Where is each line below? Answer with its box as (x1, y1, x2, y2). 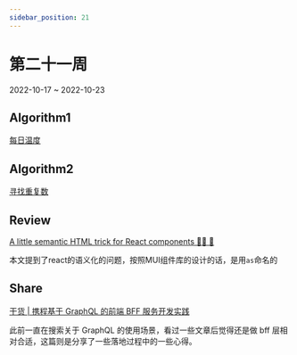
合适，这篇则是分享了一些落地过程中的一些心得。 (16, 335, 197, 346)
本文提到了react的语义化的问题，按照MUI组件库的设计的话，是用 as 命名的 (9, 255, 278, 265)
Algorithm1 (9, 110, 71, 125)
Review (9, 212, 52, 227)
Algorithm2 (9, 161, 74, 177)
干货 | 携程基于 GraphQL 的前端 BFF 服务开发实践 (9, 305, 190, 317)
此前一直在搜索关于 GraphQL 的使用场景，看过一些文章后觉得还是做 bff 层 (9, 325, 281, 335)
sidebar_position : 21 (9, 12, 90, 22)
